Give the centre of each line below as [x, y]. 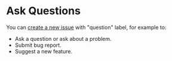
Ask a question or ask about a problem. [63, 38]
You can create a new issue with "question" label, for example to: [86, 27]
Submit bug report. [38, 45]
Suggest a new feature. [44, 51]
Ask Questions [43, 11]
